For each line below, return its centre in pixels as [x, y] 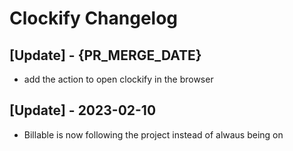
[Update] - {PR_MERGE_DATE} [105, 55]
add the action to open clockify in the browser [118, 79]
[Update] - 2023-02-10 [83, 110]
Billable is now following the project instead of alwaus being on [153, 134]
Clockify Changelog [94, 18]
